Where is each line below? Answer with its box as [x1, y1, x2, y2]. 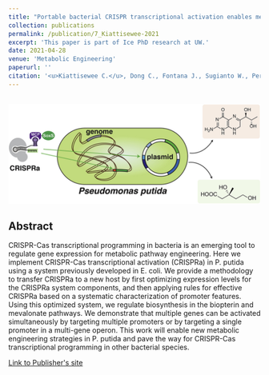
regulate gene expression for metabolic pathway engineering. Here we [8, 249, 242, 259]
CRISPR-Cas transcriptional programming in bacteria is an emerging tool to [8, 241, 255, 250]
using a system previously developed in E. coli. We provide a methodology [8, 266, 254, 276]
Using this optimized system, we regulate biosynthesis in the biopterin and [8, 300, 254, 309]
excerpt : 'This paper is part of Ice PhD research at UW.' [8, 38, 210, 46]
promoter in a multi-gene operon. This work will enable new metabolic [8, 325, 240, 335]
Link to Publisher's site [8, 358, 83, 368]
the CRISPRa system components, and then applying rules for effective [8, 283, 243, 293]
